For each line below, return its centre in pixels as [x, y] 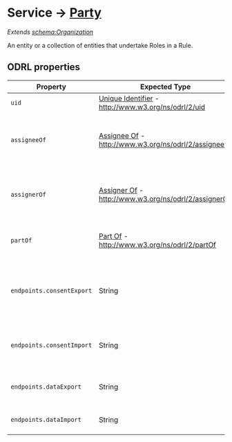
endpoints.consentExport [51, 290]
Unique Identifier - [129, 98]
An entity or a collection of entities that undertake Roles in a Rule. [100, 45]
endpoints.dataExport [46, 387]
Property [51, 87]
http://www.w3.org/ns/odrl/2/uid [152, 107]
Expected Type [166, 87]
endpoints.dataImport [46, 419]
